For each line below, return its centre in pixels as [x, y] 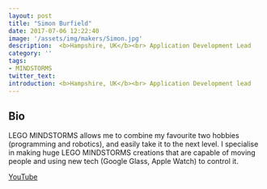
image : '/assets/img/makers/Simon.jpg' [76, 38]
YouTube [23, 177]
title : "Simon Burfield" [50, 23]
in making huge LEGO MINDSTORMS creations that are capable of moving [132, 153]
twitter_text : [32, 76]
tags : [17, 61]
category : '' [30, 53]
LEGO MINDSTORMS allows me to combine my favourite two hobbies [124, 136]
